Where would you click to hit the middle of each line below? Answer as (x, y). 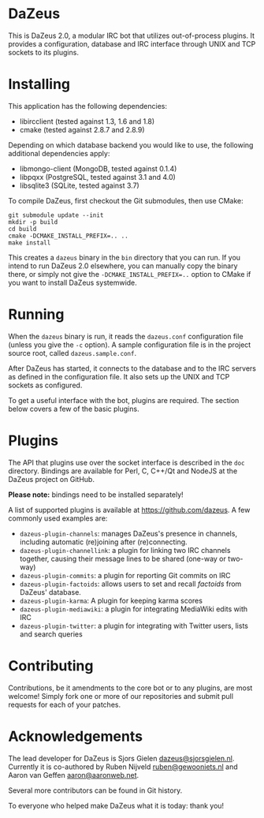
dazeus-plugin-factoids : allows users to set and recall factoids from (130, 584)
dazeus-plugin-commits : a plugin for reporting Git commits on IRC (125, 575)
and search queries (51, 634)
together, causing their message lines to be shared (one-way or (123, 558)
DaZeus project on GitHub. (51, 479)
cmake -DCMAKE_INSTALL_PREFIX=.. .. (68, 236)
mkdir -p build (33, 222)
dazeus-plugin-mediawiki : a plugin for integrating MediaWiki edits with (134, 609)
